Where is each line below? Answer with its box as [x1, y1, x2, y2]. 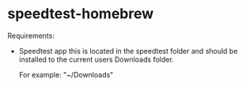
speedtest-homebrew [7, 5, 154, 23]
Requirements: [7, 31, 55, 40]
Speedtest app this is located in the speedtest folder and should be [18, 46, 238, 55]
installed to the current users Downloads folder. [18, 55, 175, 64]
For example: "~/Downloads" [18, 70, 114, 79]
